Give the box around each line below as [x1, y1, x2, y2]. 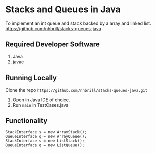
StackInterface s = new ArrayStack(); [5, 130, 87, 135]
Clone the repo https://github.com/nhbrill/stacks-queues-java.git [5, 87, 148, 93]
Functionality [5, 116, 48, 125]
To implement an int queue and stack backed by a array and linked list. [5, 20, 152, 26]
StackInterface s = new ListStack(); [5, 138, 85, 144]
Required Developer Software [5, 40, 100, 49]
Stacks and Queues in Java [5, 4, 121, 15]
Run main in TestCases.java [12, 102, 69, 108]
